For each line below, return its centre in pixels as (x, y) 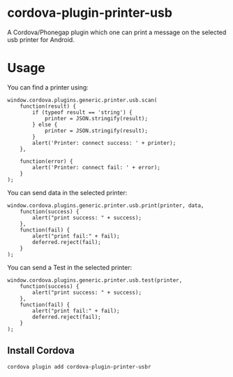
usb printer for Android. (41, 39)
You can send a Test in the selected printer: (70, 267)
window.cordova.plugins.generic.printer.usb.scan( (82, 100)
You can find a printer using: (48, 87)
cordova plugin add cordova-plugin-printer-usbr (79, 367)
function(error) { (46, 161)
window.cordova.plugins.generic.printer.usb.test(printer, (95, 280)
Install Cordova (41, 351)
